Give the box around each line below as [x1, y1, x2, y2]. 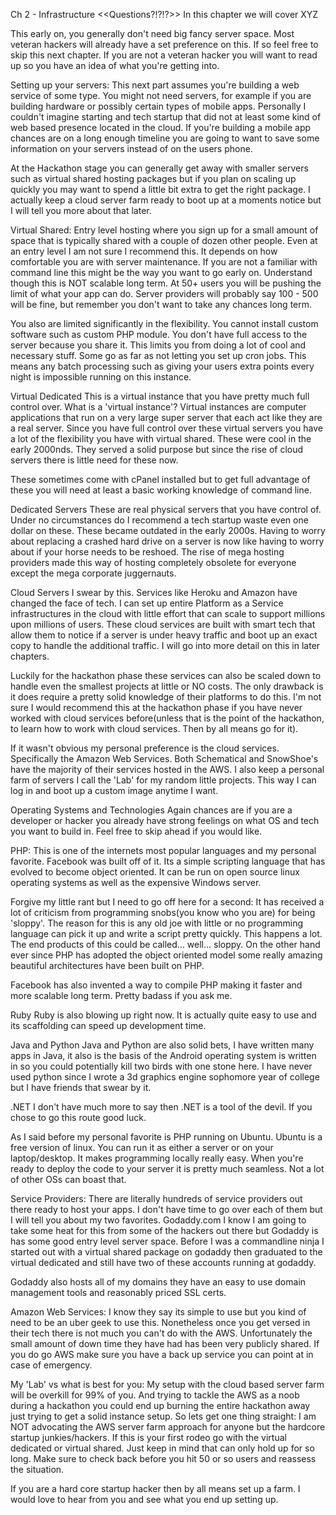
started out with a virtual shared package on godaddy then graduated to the [10, 1246, 323, 1258]
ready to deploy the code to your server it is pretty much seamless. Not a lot [10, 1163, 325, 1174]
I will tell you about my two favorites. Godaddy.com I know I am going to [10, 1214, 307, 1226]
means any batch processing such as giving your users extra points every [10, 360, 315, 372]
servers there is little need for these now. [10, 454, 179, 466]
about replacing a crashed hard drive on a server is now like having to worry [10, 535, 325, 547]
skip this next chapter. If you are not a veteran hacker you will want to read [10, 49, 318, 61]
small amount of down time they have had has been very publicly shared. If [10, 1338, 320, 1349]
